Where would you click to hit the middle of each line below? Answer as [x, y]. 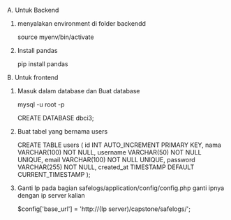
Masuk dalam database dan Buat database [79, 91]
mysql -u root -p [41, 104]
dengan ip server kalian [51, 195]
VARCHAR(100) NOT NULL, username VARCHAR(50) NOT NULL [109, 152]
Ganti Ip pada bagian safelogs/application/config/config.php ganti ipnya [121, 188]
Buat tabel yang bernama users [62, 131]
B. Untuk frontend [33, 77]
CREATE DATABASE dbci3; [55, 118]
